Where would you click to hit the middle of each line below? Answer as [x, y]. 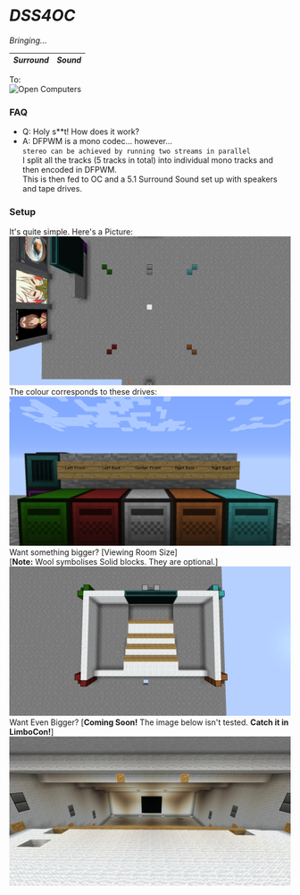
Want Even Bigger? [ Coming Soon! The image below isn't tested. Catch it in [149, 722]
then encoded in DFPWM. [70, 170]
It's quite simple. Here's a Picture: [71, 231]
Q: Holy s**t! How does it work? [81, 132]
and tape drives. [52, 189]
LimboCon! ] [32, 731]
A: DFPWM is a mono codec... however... [97, 141]
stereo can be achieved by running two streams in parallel [136, 152]
